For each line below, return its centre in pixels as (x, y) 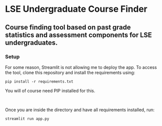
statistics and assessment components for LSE (79, 35)
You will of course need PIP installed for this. (50, 91)
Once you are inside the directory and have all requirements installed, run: (80, 110)
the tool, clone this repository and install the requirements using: (70, 72)
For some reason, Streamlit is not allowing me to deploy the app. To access (81, 67)
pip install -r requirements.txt (39, 81)
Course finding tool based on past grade (68, 27)
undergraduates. (31, 43)
